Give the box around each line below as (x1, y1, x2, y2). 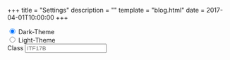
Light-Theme (18, 36, 56, 44)
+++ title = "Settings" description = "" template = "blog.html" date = (7, 6, 205, 14)
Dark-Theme (18, 28, 55, 36)
